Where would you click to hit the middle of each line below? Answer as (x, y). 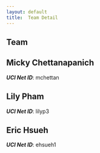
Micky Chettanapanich (50, 63)
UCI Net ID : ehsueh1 (31, 145)
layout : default (27, 12)
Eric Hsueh (27, 130)
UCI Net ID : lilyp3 (28, 111)
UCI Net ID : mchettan (33, 77)
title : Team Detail (32, 18)
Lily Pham (25, 97)
